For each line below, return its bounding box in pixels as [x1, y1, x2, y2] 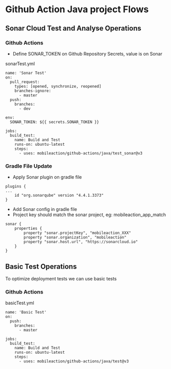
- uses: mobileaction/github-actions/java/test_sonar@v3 [18, 150, 143, 156]
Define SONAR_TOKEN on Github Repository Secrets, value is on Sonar [12, 50, 162, 57]
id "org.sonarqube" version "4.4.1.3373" [14, 193, 104, 198]
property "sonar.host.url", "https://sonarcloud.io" [23, 240, 138, 245]
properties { [14, 226, 42, 231]
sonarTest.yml [5, 60, 35, 67]
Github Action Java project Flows [5, 4, 149, 15]
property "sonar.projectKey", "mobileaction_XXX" [23, 230, 131, 235]
